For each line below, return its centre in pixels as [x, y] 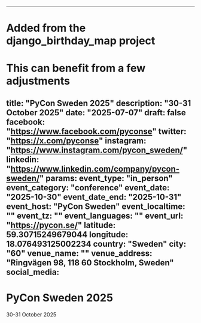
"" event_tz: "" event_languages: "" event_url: [95, 216]
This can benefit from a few [76, 68]
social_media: [33, 272]
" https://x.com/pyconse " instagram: [76, 141]
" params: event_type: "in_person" [106, 178]
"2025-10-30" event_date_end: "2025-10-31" [94, 197]
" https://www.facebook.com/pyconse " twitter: [96, 131]
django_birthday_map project [81, 41]
